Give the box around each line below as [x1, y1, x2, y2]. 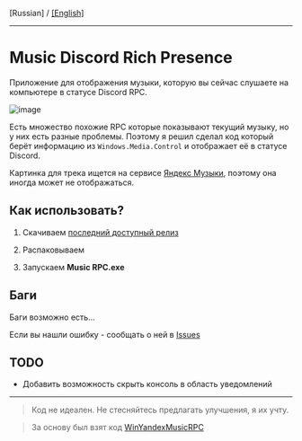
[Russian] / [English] [9, 8, 84, 18]
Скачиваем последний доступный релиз [22, 226, 180, 237]
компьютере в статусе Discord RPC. [9, 86, 148, 97]
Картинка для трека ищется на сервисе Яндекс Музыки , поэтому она [9, 167, 277, 178]
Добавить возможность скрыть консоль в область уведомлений [22, 379, 272, 390]
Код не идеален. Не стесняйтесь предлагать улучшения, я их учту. [31, 404, 289, 416]
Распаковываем [22, 244, 85, 255]
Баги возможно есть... [9, 312, 96, 322]
